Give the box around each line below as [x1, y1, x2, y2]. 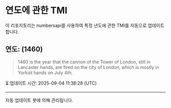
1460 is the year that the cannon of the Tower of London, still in [17, 59, 151, 65]
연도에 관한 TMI [5, 5, 68, 16]
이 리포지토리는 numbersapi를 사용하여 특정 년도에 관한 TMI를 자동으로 [5, 22, 147, 28]
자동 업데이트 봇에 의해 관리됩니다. [5, 97, 73, 103]
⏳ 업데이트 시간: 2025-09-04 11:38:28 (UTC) [5, 80, 97, 86]
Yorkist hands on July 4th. [17, 69, 73, 76]
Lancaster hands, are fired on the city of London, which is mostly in [17, 64, 159, 70]
